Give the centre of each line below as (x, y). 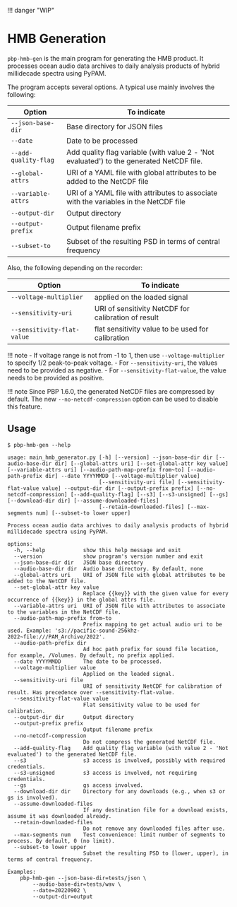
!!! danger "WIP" (31, 10)
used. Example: (30, 631)
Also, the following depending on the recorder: (75, 267)
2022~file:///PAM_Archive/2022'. (56, 637)
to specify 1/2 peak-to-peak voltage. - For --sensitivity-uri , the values (113, 363)
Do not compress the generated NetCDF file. (150, 742)
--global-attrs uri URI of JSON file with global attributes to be (120, 575)
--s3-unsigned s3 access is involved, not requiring (105, 773)
